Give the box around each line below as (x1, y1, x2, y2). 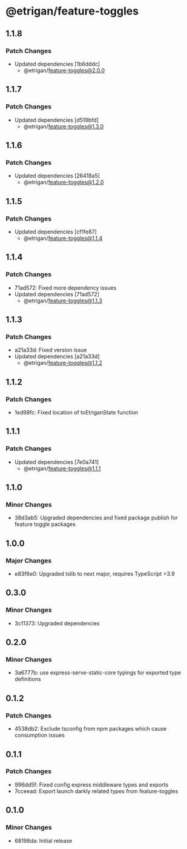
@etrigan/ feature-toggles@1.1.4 (23, 235, 103, 242)
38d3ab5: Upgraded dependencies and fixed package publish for (14, 514, 178, 522)
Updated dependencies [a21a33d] (14, 353, 100, 360)
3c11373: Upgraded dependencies (14, 619, 100, 627)
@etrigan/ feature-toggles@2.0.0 (23, 67, 105, 74)
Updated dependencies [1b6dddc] (14, 60, 100, 67)
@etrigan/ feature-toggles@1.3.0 (23, 122, 104, 130)
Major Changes (5, 556, 52, 565)
